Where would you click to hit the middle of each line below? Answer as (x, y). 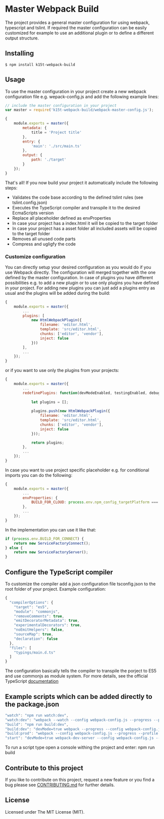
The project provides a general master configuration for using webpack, (77, 22)
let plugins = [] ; (50, 402)
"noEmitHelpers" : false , (39, 630)
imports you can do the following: (39, 475)
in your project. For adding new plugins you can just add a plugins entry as (80, 288)
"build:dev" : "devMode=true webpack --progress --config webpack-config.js (84, 729)
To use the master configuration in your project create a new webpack (76, 91)
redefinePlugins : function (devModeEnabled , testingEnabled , (85, 393)
